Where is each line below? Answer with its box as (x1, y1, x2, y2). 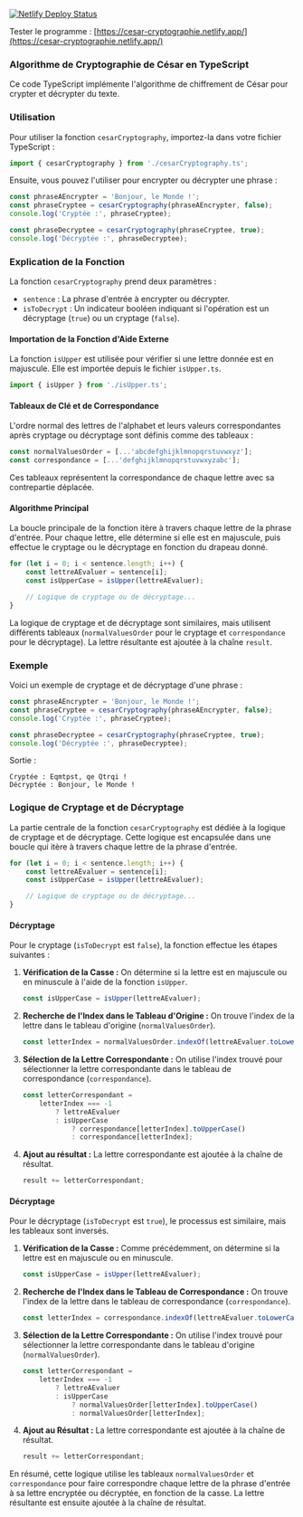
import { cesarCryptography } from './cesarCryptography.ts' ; (9, 158, 249, 167)
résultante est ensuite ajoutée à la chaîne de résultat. (9, 1497, 206, 1508)
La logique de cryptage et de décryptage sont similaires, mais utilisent (9, 617, 271, 628)
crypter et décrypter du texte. (9, 89, 120, 100)
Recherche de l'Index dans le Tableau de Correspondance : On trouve (22, 1286, 289, 1297)
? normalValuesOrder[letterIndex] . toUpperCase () (71, 1400, 259, 1409)
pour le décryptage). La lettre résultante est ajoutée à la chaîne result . (9, 636, 273, 647)
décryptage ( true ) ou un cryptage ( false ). (22, 313, 180, 324)
